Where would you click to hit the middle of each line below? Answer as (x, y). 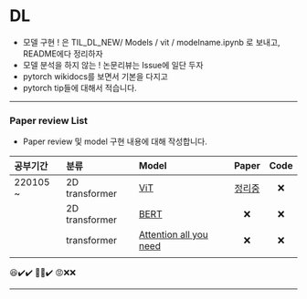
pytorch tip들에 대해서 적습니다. (79, 88)
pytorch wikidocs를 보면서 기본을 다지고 (95, 76)
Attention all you (173, 235)
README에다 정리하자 (63, 53)
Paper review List (49, 120)
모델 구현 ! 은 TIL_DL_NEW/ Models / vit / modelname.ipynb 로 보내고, (151, 42)
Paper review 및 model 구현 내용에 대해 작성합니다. (115, 141)
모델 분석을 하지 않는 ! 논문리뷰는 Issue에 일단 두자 (113, 65)
